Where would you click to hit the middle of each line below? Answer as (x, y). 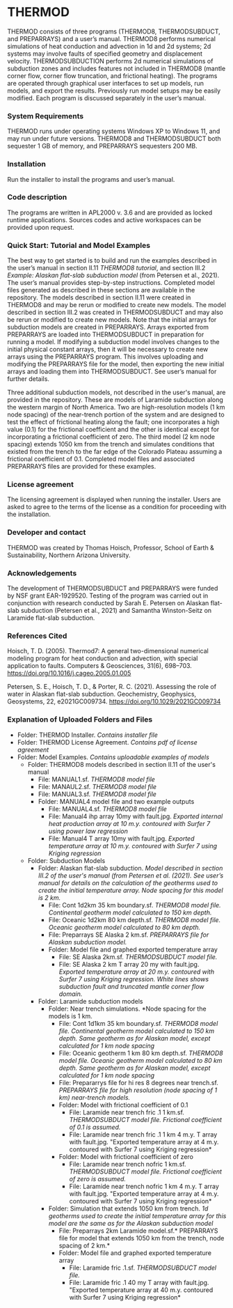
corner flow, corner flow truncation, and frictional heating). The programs (112, 76)
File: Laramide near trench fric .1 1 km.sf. (127, 1112)
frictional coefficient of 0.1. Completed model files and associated (101, 459)
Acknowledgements (42, 573)
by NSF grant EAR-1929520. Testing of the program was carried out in (108, 595)
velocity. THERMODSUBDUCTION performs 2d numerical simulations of (110, 61)
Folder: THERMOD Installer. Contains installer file (87, 735)
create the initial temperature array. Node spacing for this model (131, 890)
